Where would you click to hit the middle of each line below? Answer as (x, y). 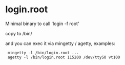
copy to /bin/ (19, 33)
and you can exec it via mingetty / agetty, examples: (60, 43)
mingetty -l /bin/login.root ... (43, 53)
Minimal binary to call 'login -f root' (42, 24)
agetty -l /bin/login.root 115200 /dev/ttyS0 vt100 (64, 57)
